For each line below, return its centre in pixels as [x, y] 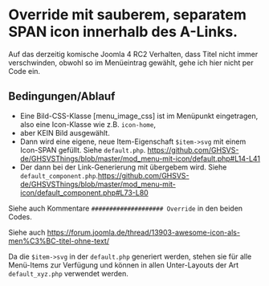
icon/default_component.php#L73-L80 [84, 192]
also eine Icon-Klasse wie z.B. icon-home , [88, 124]
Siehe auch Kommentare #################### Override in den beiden [126, 208]
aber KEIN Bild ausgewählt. [65, 133]
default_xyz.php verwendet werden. [68, 273]
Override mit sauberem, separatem [128, 15]
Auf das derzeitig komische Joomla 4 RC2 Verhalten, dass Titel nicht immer [133, 54]
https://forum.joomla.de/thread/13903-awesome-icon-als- [144, 232]
